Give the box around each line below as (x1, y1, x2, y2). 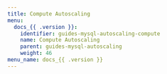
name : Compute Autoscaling (20, 37, 100, 44)
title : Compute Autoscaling (7, 10, 91, 18)
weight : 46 (20, 50, 53, 57)
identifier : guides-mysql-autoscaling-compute (20, 30, 161, 37)
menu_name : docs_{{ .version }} (7, 56, 103, 63)
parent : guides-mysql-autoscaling (20, 43, 122, 50)
